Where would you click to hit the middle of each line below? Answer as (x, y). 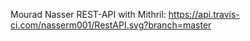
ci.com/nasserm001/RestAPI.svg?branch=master (111, 25)
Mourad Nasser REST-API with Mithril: (88, 14)
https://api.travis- (204, 14)
